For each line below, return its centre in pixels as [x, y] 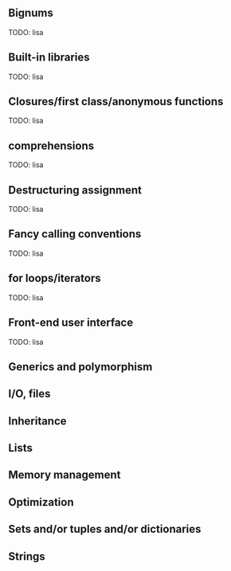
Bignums [31, 13]
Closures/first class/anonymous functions [116, 102]
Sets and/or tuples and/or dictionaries [105, 529]
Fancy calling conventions [75, 234]
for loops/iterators [55, 278]
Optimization [41, 502]
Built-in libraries [49, 58]
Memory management [65, 475]
